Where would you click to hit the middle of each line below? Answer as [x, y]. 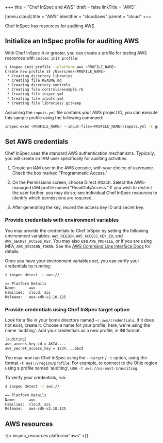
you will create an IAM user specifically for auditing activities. [66, 159]
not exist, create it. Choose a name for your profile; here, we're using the [78, 325]
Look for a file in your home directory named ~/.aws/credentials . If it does [80, 320]
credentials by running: [28, 266]
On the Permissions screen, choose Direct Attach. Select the [73, 182]
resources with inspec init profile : [42, 58]
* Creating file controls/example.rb [45, 89]
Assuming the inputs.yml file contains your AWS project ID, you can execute [81, 112]
